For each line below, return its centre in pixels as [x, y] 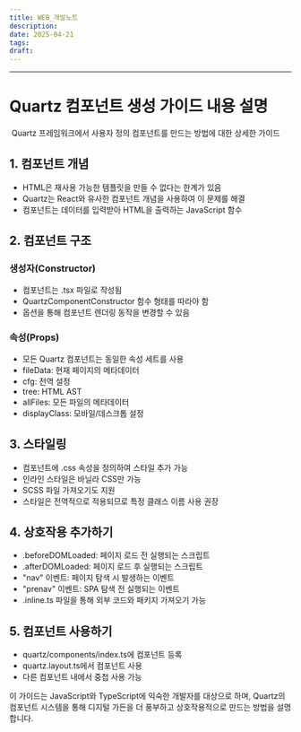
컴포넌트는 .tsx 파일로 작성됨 [72, 290]
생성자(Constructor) [52, 268]
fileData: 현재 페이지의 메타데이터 [81, 370]
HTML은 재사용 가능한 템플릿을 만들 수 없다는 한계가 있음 [122, 187]
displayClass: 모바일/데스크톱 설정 [83, 413]
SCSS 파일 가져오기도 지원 [69, 490]
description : [34, 26]
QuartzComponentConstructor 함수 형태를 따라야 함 [115, 301]
